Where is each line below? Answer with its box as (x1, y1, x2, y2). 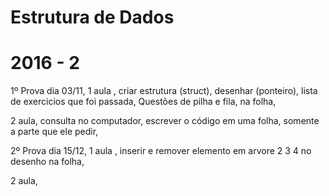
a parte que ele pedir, (10, 126, 99, 138)
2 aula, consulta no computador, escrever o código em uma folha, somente (10, 115, 320, 127)
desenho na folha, (10, 156, 85, 168)
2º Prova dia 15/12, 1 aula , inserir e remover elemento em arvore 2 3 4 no (10, 145, 312, 157)
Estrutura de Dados (10, 6, 175, 29)
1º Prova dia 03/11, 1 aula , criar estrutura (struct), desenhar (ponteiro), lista (10, 85, 318, 97)
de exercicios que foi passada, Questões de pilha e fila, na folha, (10, 96, 277, 108)
